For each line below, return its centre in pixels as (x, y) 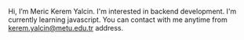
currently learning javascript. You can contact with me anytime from (118, 20)
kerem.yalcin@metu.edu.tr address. (66, 28)
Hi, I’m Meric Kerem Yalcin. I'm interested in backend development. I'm (122, 11)
